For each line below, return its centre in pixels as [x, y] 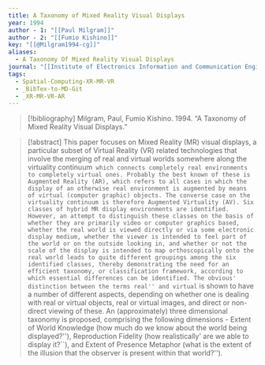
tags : [17, 74]
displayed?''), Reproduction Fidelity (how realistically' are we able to [138, 337]
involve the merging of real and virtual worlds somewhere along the [137, 159]
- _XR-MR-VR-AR [40, 96]
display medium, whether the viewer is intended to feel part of [137, 237]
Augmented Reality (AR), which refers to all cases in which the [137, 182]
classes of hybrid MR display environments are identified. [128, 210]
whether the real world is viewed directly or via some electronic [140, 230]
